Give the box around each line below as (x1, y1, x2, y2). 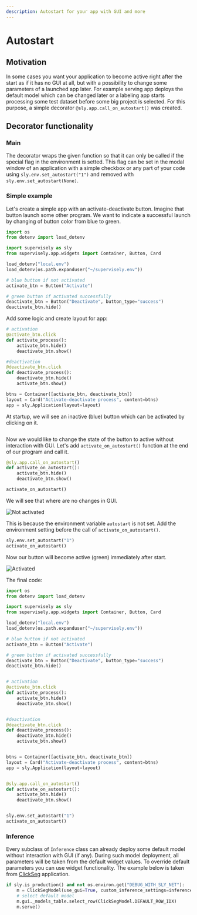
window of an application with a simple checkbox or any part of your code (6, 165, 186, 172)
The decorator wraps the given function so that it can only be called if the (6, 152, 184, 159)
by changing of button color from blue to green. (6, 218, 121, 225)
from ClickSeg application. (6, 871, 70, 878)
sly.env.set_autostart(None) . (6, 177, 79, 184)
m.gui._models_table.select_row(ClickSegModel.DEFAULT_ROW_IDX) (16, 898, 177, 904)
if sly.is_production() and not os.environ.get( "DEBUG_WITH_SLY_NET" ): (6, 882, 185, 888)
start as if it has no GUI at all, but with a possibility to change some (6, 79, 167, 86)
